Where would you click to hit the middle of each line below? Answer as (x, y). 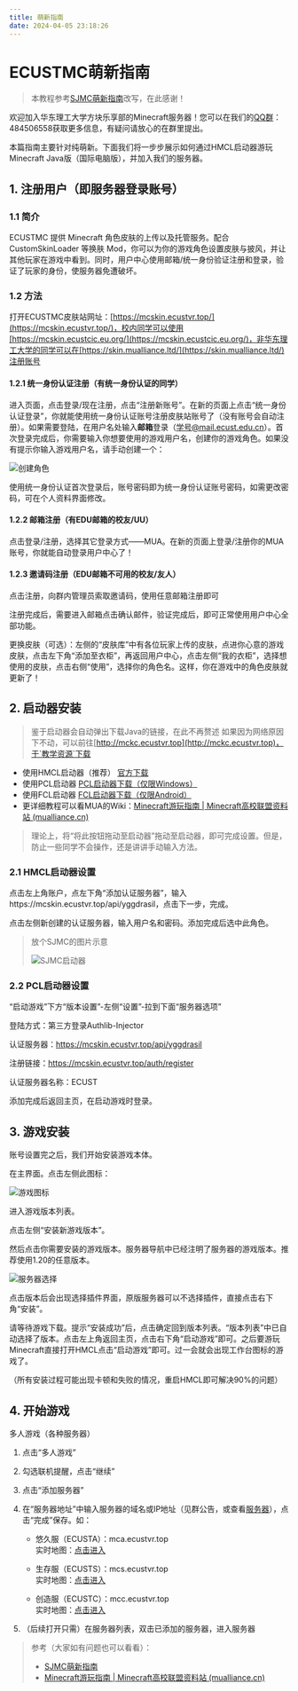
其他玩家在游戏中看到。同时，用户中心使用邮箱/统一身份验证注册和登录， (143, 260)
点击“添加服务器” (53, 1490)
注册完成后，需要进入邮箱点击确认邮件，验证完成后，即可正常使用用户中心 (145, 615)
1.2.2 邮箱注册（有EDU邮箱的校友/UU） (81, 520)
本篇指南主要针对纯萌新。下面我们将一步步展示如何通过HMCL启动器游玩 (141, 147)
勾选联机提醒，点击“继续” (68, 1471)
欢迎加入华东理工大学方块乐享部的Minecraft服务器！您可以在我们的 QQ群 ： (145, 117)
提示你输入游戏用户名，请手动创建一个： (90, 449)
